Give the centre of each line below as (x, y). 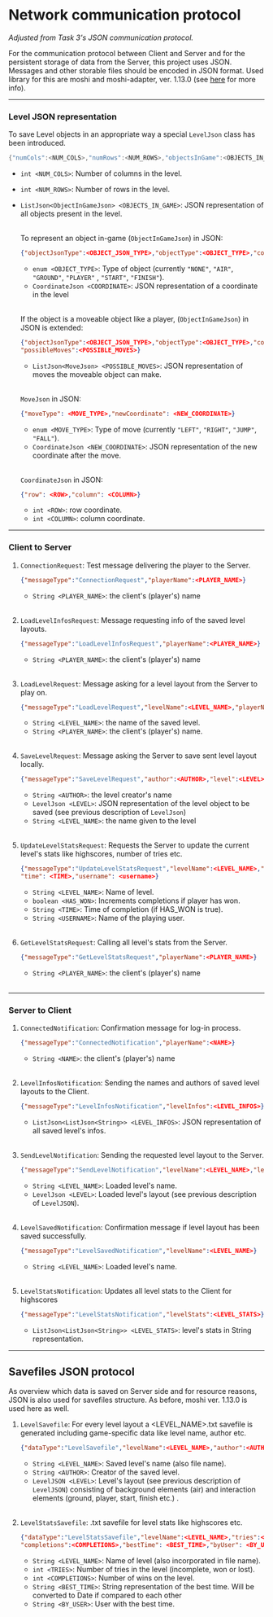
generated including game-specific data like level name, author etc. (133, 1433)
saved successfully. (53, 1236)
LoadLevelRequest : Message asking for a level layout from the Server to (139, 684)
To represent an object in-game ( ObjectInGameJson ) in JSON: (121, 239)
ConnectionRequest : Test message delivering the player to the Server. (135, 565)
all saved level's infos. (69, 1130)
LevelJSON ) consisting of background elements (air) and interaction (144, 1490)
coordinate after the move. (77, 455)
